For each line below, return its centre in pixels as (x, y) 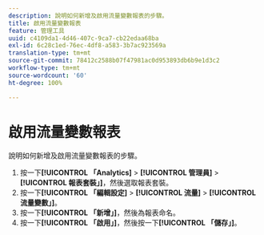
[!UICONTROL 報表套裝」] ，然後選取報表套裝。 (96, 183)
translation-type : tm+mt (50, 53)
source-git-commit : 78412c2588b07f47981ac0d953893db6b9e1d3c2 (114, 61)
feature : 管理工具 (37, 30)
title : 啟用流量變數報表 (45, 23)
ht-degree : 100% (35, 83)
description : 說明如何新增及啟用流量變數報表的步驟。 (88, 16)
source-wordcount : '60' (48, 75)
